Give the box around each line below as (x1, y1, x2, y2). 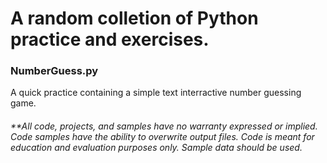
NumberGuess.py (10, 64, 99, 78)
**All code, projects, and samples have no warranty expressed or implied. (10, 120, 318, 132)
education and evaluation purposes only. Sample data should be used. (10, 142, 303, 154)
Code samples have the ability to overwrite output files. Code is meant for (10, 131, 315, 143)
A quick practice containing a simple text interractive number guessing (10, 87, 302, 99)
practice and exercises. (10, 28, 210, 51)
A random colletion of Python (10, 7, 259, 30)
